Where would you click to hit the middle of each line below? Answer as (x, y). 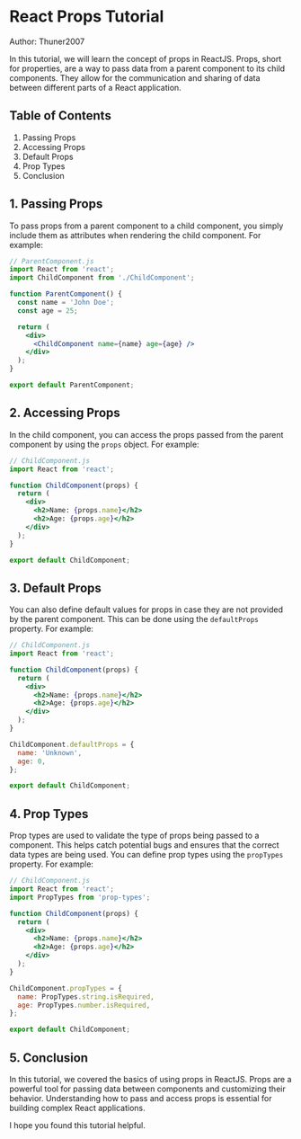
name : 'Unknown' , (50, 752)
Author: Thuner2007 (47, 41)
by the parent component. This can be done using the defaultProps (134, 619)
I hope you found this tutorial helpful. (78, 1125)
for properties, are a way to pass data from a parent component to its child (147, 68)
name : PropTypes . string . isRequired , (86, 997)
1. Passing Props (56, 204)
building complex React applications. (77, 1108)
